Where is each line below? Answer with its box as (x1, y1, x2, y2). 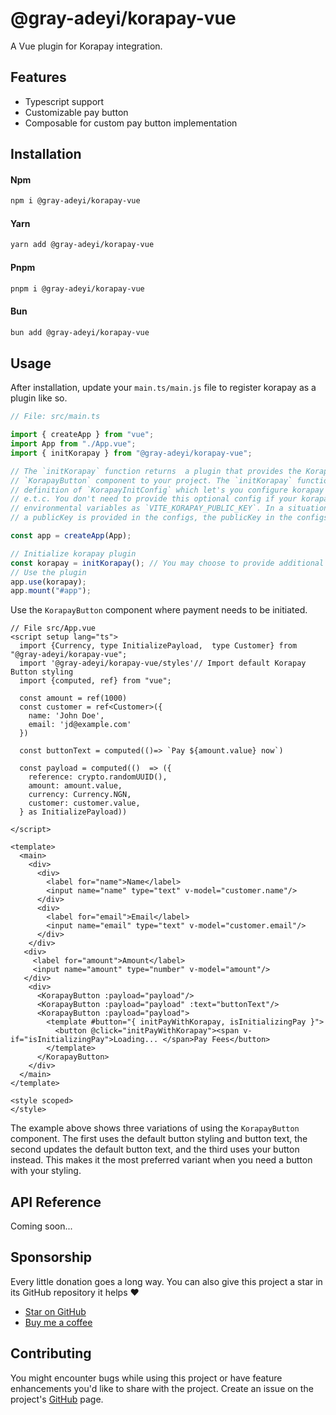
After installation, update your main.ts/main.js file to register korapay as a (10, 382, 317, 394)
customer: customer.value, (28, 798, 141, 809)
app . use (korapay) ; (10, 577, 87, 587)
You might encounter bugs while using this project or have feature (10, 1372, 283, 1384)
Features (10, 69, 67, 86)
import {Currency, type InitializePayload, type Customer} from (19, 641, 298, 651)
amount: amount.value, (28, 781, 123, 791)
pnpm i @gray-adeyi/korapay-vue (10, 283, 145, 294)
